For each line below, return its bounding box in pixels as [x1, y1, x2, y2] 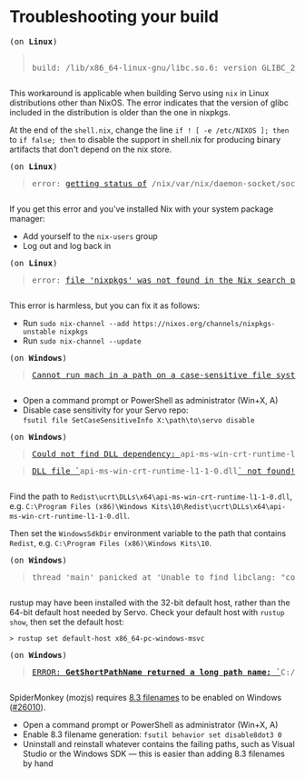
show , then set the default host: [9, 616, 124, 627]
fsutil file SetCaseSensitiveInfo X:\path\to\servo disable [22, 415, 255, 424]
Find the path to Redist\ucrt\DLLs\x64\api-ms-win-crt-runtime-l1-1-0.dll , [9, 491, 293, 502]
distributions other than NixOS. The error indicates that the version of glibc [9, 97, 289, 108]
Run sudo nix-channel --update [22, 334, 143, 346]
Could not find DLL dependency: [31, 448, 176, 459]
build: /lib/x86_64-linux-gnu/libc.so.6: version [31, 62, 257, 73]
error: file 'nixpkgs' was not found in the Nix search [31, 274, 286, 285]
